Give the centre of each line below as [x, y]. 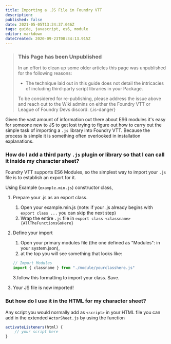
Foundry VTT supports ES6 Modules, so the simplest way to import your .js [86, 172]
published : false [24, 20]
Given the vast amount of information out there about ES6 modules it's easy [85, 120]
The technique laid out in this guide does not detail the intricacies [95, 83]
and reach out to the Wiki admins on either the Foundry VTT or [84, 104]
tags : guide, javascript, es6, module [47, 29]
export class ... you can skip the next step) [68, 213]
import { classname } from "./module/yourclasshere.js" [74, 268]
